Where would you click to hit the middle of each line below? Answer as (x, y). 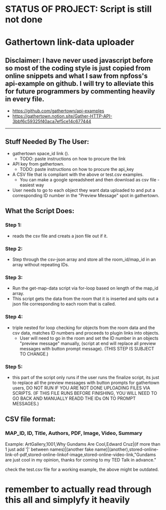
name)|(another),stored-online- (127, 449)
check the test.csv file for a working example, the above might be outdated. (82, 469)
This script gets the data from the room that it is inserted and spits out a (85, 299)
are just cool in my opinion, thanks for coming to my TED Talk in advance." (81, 460)
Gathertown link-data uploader (70, 42)
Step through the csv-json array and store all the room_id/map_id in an (84, 259)
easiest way (32, 185)
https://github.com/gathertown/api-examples (58, 111)
